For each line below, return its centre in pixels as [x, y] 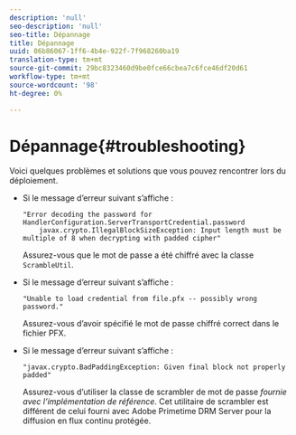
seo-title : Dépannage [50, 34]
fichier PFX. [44, 333]
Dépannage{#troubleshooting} [128, 146]
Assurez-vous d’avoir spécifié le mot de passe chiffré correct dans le [151, 324]
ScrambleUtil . [48, 265]
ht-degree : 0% [36, 93]
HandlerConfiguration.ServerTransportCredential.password [134, 222]
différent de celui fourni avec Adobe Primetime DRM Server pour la [147, 411]
